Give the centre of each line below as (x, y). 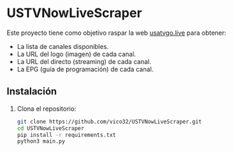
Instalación (32, 91)
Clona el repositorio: (47, 109)
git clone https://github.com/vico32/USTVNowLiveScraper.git (109, 121)
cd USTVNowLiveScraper (50, 128)
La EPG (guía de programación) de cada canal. (85, 69)
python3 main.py (41, 141)
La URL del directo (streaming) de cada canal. (84, 61)
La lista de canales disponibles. (63, 46)
